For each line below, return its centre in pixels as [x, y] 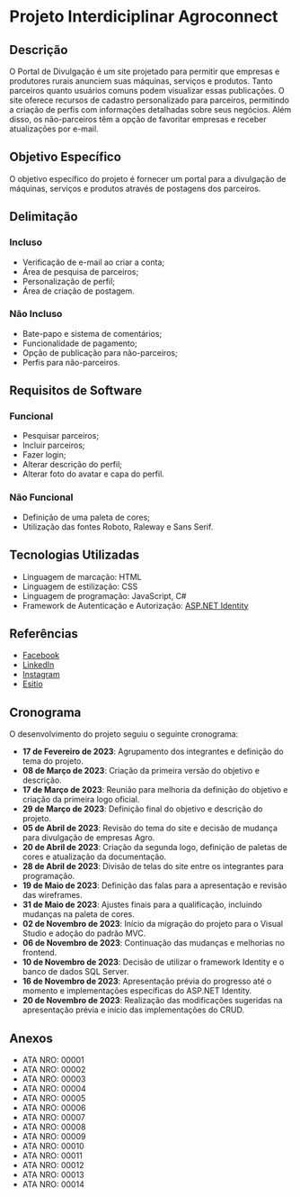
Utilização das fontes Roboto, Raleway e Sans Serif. [118, 526]
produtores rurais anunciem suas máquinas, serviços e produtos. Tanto [141, 81]
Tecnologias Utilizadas [75, 555]
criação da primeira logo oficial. [81, 800]
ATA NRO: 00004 [54, 1089]
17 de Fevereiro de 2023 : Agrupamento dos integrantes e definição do [153, 752]
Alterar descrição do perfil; [72, 465]
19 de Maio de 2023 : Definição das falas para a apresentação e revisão [154, 885]
